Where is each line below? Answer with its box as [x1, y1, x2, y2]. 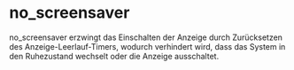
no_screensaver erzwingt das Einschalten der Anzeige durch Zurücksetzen [9, 32, 283, 43]
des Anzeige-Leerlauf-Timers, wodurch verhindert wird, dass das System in [9, 41, 286, 51]
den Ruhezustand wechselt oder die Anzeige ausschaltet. [9, 51, 220, 61]
